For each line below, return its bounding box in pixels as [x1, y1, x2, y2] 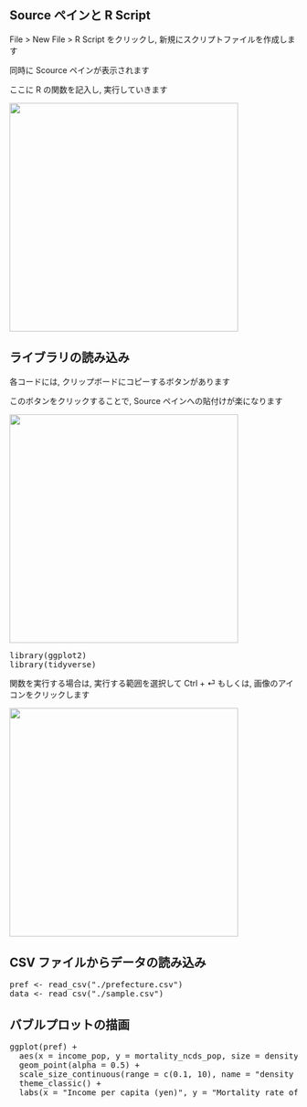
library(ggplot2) [9, 650, 87, 660]
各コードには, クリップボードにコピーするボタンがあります [9, 376, 230, 387]
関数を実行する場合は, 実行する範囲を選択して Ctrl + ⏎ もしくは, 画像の [9, 677, 279, 688]
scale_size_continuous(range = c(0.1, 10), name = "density [18, 1070, 294, 1080]
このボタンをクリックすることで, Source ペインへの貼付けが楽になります [9, 395, 283, 406]
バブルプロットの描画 [9, 1017, 130, 1032]
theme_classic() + [18, 1079, 102, 1089]
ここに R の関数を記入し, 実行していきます [9, 84, 168, 95]
